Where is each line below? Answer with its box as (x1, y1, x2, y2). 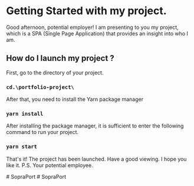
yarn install (6, 110, 44, 117)
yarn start (6, 143, 37, 150)
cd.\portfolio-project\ (6, 84, 75, 90)
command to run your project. (6, 129, 78, 136)
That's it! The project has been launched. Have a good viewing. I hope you (6, 155, 187, 162)
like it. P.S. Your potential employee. (6, 161, 93, 169)
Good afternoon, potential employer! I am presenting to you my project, (6, 24, 179, 31)
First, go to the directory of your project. (6, 69, 104, 76)
